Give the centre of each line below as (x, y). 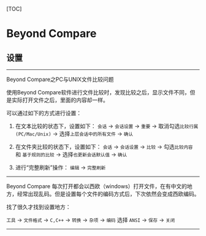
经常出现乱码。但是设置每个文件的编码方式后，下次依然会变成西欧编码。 (108, 194)
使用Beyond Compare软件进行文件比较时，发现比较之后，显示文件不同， (98, 92)
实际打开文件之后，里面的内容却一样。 (60, 100)
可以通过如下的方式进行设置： (44, 113)
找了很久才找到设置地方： (39, 207)
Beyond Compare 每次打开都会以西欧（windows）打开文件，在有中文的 (97, 186)
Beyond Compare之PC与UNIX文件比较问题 (60, 79)
